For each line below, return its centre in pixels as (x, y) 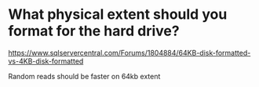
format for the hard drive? (94, 31)
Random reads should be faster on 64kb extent (84, 76)
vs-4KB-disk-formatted (46, 61)
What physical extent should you (118, 14)
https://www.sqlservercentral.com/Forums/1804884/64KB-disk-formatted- (129, 53)
